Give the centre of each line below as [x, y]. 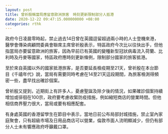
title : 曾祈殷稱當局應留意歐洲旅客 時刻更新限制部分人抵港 [59, 14]
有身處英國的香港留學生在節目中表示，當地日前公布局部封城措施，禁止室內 [82, 114]
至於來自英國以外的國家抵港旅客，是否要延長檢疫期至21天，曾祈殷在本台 [80, 68]
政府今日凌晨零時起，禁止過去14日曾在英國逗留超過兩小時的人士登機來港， [82, 38]
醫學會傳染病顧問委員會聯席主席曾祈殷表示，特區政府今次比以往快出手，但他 [84, 45]
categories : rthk [23, 24]
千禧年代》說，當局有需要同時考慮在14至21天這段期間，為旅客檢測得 [84, 74]
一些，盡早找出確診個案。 [36, 80]
